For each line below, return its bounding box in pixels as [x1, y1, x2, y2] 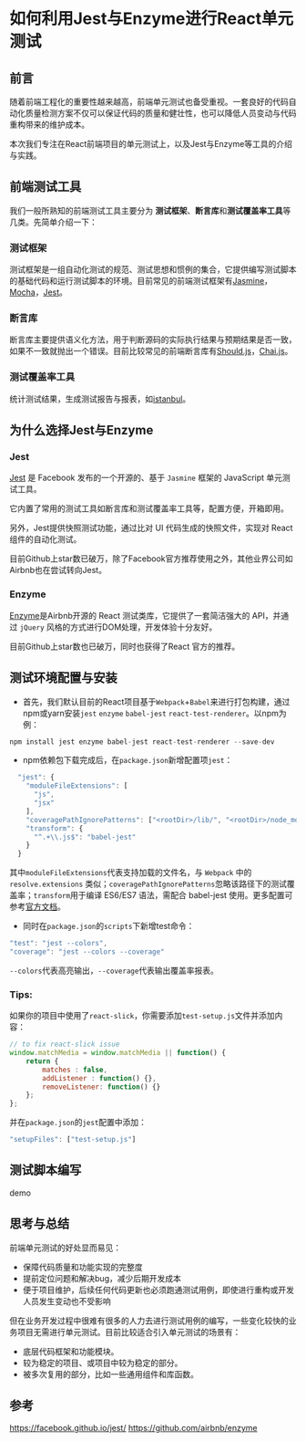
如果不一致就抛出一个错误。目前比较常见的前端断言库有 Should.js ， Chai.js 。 [9, 346, 293, 357]
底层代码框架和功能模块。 [22, 1345, 119, 1356]
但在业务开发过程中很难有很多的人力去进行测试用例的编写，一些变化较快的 [9, 1315, 289, 1326]
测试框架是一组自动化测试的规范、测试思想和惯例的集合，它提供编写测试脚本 [9, 264, 297, 275]
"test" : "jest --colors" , [9, 939, 107, 948]
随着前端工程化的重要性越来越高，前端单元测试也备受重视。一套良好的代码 [9, 97, 289, 107]
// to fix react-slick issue [9, 1040, 120, 1050]
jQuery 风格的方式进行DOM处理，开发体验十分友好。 [19, 622, 218, 632]
